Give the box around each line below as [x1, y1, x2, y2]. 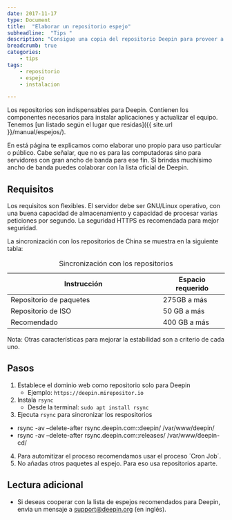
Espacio [178, 275, 206, 284]
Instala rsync [17, 396, 54, 404]
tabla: [7, 245, 23, 253]
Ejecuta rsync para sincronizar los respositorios [17, 410, 153, 418]
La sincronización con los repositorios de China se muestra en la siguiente [7, 237, 219, 245]
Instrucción [64, 279, 103, 289]
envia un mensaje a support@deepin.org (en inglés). [17, 505, 167, 513]
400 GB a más [162, 317, 209, 327]
